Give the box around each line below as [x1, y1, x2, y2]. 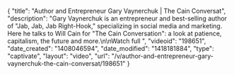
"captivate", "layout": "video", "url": [7, 52, 110, 60]
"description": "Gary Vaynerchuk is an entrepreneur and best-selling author [7, 14, 228, 23]
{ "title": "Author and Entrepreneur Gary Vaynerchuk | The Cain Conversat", [7, 7, 226, 15]
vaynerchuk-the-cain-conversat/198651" [7, 59, 126, 67]
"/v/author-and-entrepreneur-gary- [111, 52, 214, 60]
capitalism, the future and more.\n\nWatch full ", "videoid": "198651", [7, 37, 206, 45]
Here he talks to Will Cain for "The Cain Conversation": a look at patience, [7, 29, 222, 37]
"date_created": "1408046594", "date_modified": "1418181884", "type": [7, 45, 214, 52]
